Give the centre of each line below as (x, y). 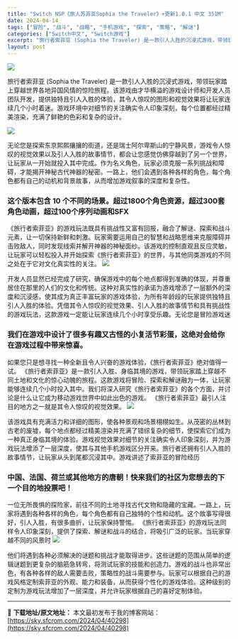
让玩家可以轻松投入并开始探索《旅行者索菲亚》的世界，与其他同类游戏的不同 (119, 255)
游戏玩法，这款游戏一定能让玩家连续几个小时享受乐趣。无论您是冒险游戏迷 (122, 315)
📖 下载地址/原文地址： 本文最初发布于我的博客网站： (84, 612)
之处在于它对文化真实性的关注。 (54, 264)
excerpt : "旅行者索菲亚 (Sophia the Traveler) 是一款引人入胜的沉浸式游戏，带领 (118, 40)
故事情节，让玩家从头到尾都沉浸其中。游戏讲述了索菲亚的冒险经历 (103, 457)
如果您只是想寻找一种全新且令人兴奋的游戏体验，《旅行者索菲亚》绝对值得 (114, 362)
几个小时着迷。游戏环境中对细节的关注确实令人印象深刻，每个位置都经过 (119, 108)
